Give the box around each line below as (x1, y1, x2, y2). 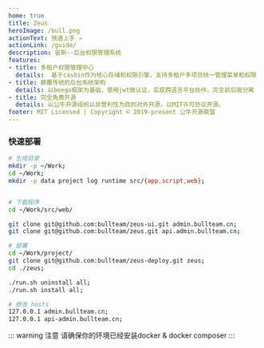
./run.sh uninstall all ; (8, 279, 91, 287)
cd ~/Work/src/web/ (8, 205, 73, 214)
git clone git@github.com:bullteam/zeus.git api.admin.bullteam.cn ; (8, 227, 241, 235)
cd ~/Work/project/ (8, 249, 73, 258)
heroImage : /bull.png (8, 26, 81, 34)
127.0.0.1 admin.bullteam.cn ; (8, 308, 109, 316)
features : (8, 57, 41, 65)
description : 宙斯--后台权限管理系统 (8, 49, 122, 57)
